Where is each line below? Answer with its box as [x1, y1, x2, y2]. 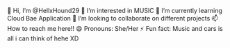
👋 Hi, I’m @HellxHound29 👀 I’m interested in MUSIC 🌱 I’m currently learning [7, 7, 222, 14]
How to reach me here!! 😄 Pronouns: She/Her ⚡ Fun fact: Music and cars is [7, 25, 224, 32]
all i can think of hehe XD [7, 34, 79, 43]
